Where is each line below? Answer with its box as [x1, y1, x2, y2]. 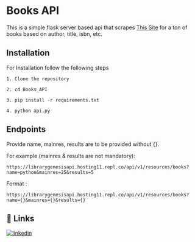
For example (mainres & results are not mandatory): [6, 152, 135, 159]
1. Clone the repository [6, 75, 69, 82]
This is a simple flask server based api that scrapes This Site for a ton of [6, 24, 188, 31]
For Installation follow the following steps [6, 64, 109, 71]
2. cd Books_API [6, 86, 48, 92]
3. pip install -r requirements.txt [6, 97, 99, 103]
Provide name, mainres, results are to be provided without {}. [6, 140, 160, 148]
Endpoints [6, 124, 46, 134]
